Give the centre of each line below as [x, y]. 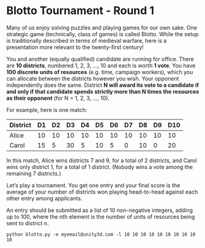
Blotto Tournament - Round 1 [80, 11]
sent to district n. [28, 223]
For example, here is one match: [47, 110]
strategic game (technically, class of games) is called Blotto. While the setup [102, 34]
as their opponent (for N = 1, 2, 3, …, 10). [58, 98]
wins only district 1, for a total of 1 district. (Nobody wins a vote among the [100, 167]
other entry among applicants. [44, 198]
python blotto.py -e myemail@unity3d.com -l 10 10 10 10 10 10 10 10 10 [101, 234]
